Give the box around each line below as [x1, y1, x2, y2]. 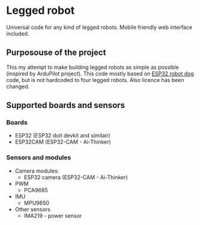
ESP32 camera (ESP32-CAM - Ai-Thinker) [23, 173, 128, 181]
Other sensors [14, 206, 50, 213]
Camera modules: [14, 167, 59, 174]
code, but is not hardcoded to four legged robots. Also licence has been [6, 76, 184, 83]
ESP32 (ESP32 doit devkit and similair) [14, 132, 111, 139]
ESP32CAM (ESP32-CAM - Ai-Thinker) [14, 138, 111, 145]
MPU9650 [23, 199, 50, 206]
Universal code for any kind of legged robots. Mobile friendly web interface [6, 24, 193, 31]
